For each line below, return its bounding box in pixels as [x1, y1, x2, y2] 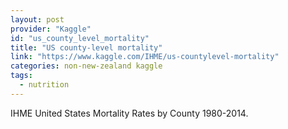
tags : [10, 71, 33, 81]
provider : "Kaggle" [10, 24, 92, 34]
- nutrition [19, 80, 70, 90]
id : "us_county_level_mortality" [10, 33, 150, 43]
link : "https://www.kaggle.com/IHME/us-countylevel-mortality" [10, 52, 280, 62]
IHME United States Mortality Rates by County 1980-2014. [10, 107, 249, 119]
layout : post [10, 14, 65, 25]
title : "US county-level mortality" [10, 42, 163, 53]
